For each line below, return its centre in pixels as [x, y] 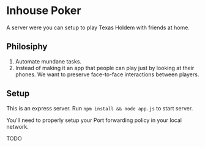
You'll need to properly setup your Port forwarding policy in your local [94, 120]
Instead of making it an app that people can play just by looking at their [105, 68]
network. [18, 126]
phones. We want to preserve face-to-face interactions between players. [107, 74]
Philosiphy [27, 47]
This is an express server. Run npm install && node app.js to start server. [100, 108]
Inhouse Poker [44, 11]
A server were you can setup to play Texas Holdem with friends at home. [98, 27]
